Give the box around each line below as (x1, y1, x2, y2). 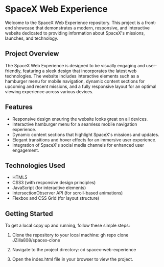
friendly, (5, 68, 22, 74)
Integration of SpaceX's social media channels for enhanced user (12, 142, 144, 148)
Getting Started (5, 210, 53, 218)
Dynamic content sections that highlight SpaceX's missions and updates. (12, 132, 160, 137)
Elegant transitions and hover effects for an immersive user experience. (12, 136, 157, 143)
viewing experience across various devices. (5, 88, 94, 94)
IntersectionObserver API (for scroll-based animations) (12, 190, 123, 196)
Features (5, 103, 33, 111)
